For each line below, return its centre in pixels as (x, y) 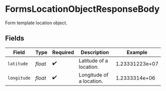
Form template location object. (36, 23)
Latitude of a (93, 60)
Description (95, 52)
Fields (15, 38)
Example (137, 52)
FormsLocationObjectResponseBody (82, 9)
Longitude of (94, 75)
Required (63, 52)
